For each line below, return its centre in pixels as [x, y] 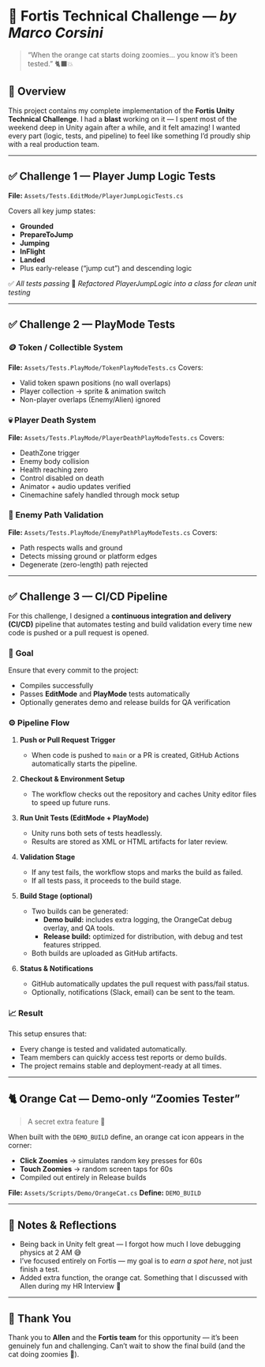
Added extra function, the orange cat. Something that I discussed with [134, 1278]
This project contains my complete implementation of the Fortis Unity [121, 111]
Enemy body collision [54, 461]
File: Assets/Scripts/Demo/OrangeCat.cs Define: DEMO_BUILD [105, 1193]
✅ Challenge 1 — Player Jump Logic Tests [112, 177]
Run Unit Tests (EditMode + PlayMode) [84, 818]
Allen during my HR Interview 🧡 [70, 1286]
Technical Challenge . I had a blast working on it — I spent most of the [123, 119]
